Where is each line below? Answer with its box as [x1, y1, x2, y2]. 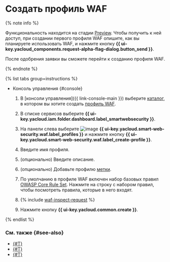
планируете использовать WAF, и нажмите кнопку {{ [5, 40, 120, 46]
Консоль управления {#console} [12, 85, 83, 92]
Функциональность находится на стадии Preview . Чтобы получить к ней [5, 30, 161, 36]
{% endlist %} [5, 216, 35, 222]
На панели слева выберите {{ [20, 126, 104, 132]
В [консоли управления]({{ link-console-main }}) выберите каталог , [20, 95, 165, 101]
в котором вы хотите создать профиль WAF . [20, 100, 116, 107]
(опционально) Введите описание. [20, 156, 95, 162]
